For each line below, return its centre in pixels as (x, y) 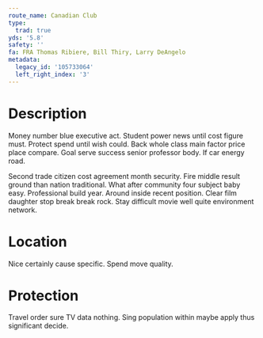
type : (17, 23)
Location (38, 241)
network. (23, 210)
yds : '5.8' (26, 38)
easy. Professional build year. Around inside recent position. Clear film (123, 193)
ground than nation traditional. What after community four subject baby (124, 184)
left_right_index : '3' (53, 74)
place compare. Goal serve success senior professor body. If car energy (126, 152)
